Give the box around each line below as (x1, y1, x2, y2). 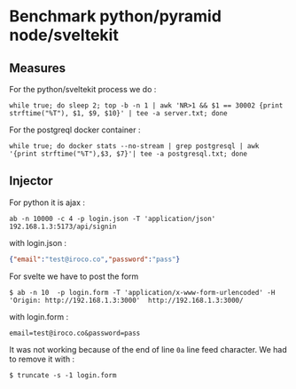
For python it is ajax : (9, 197, 86, 208)
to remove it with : (9, 353, 75, 364)
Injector (9, 173, 53, 188)
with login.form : (9, 311, 69, 322)
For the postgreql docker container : (9, 124, 141, 135)
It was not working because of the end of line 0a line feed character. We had (9, 344, 288, 354)
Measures (9, 60, 66, 75)
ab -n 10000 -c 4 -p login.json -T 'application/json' (9, 214, 216, 223)
